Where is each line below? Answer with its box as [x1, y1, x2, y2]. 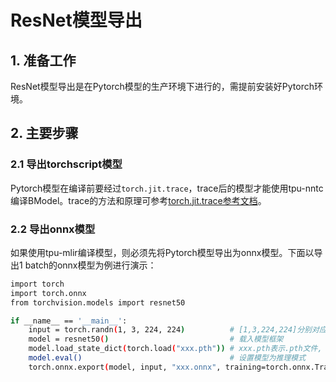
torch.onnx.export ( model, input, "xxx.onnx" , [28, 362, 222, 372]
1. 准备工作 [10, 52, 77, 69]
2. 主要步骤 [10, 125, 79, 142]
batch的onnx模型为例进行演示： [24, 259, 157, 271]
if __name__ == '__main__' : [10, 316, 128, 326]
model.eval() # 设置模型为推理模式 [28, 353, 307, 363]
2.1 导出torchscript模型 [10, 157, 123, 171]
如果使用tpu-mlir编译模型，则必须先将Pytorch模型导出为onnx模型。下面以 [10, 246, 315, 258]
